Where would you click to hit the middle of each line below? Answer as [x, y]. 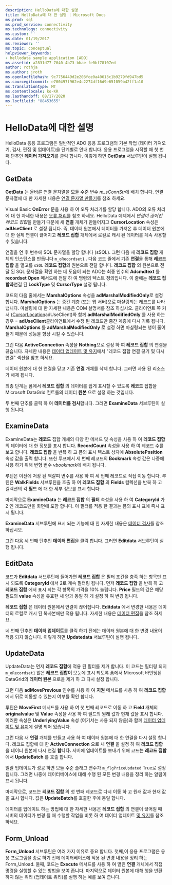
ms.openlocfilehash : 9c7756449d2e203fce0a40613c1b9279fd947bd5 [74, 77]
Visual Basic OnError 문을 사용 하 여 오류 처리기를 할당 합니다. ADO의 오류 [81, 209]
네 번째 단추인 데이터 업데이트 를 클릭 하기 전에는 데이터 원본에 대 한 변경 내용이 [84, 631]
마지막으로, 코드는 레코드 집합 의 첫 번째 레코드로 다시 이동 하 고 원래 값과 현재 [83, 791]
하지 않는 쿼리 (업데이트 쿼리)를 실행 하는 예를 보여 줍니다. [63, 877]
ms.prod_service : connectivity [39, 24]
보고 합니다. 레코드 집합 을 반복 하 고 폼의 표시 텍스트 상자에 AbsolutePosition [84, 452]
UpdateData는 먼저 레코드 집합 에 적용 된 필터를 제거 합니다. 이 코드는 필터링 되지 [86, 667]
